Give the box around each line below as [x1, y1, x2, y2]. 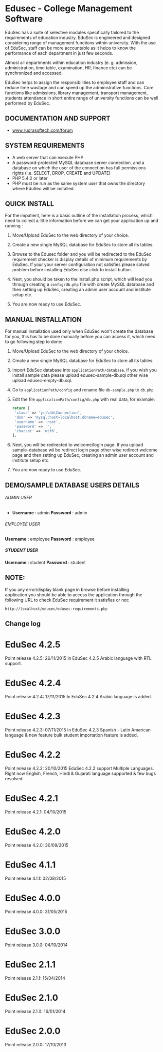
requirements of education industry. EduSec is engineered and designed [5, 35, 150, 40]
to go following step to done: [5, 339, 63, 344]
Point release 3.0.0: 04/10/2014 [5, 942, 68, 948]
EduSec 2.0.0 [5, 1025, 61, 1036]
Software [5, 13, 43, 24]
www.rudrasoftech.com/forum [12, 127, 73, 133]
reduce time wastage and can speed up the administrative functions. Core [5, 84, 154, 90]
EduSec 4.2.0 [5, 826, 61, 837]
